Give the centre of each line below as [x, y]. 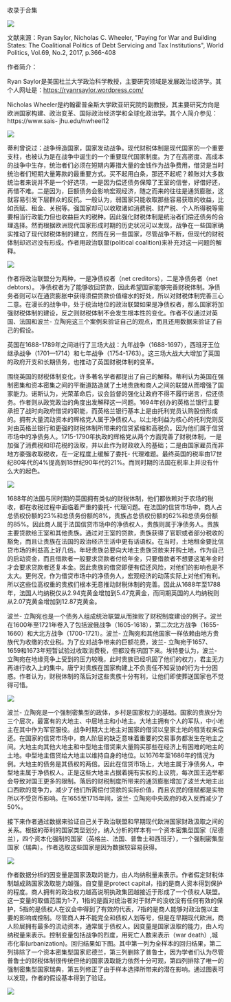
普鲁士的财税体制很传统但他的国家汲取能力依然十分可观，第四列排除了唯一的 [115, 960]
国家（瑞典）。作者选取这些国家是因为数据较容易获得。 [84, 847]
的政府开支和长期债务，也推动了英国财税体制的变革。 [82, 362]
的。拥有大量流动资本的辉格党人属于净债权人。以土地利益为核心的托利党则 [112, 419]
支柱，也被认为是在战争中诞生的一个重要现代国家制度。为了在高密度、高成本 [115, 156]
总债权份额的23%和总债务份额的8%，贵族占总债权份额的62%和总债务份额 [113, 515]
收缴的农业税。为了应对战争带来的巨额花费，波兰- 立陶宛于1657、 [118, 642]
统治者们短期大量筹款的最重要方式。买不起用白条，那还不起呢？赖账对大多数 [115, 174]
